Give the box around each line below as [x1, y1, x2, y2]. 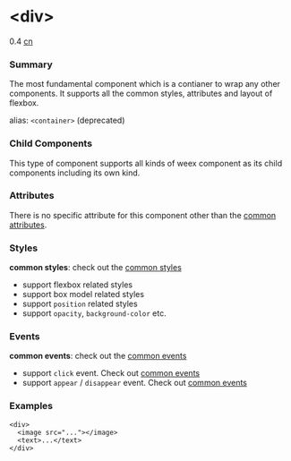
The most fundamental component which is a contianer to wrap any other [9, 79, 280, 90]
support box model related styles [21, 289, 145, 300]
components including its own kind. [9, 167, 141, 178]
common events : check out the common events [9, 351, 187, 362]
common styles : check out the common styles [9, 262, 182, 273]
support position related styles [21, 298, 138, 310]
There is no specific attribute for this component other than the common [9, 209, 277, 220]
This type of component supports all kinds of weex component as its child [9, 158, 283, 168]
